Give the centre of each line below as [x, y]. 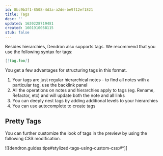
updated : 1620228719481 [29, 23]
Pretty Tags [23, 121]
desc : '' [14, 19]
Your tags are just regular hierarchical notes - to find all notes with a [81, 80]
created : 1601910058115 [29, 28]
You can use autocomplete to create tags [54, 106]
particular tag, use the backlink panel [50, 85]
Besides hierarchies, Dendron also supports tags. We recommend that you [80, 47]
